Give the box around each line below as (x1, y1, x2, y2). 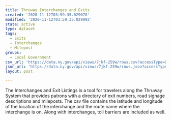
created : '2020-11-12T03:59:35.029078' (5, 12, 90, 17)
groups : (5, 50, 22, 55)
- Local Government (10, 54, 51, 60)
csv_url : (5, 59, 24, 65)
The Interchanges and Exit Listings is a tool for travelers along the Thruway (5, 87, 163, 93)
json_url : (5, 64, 26, 69)
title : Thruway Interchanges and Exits (5, 7, 90, 13)
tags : (5, 31, 17, 36)
